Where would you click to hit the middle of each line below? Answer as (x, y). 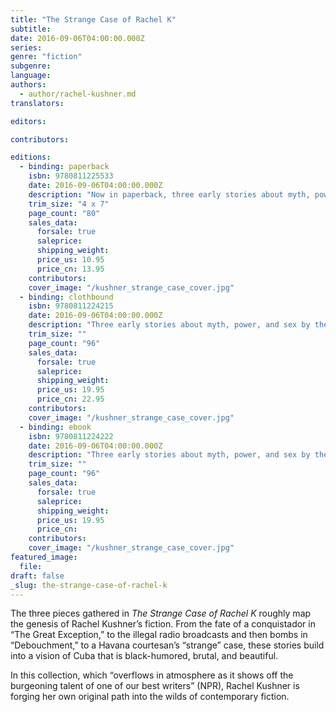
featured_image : (44, 557)
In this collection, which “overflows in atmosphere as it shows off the (152, 675)
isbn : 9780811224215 (71, 306)
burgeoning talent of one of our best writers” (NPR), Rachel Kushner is (155, 686)
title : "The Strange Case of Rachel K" (93, 19)
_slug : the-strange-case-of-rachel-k (89, 585)
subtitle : (31, 29)
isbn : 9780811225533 (71, 176)
